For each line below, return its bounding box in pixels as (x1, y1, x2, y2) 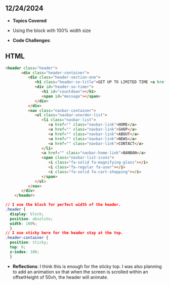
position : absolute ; (10, 216, 53, 221)
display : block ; (10, 211, 44, 216)
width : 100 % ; (10, 221, 37, 226)
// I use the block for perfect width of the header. (5, 202, 121, 207)
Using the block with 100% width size (12, 27, 91, 34)
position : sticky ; (10, 240, 49, 245)
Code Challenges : (12, 37, 52, 43)
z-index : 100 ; (10, 249, 39, 255)
